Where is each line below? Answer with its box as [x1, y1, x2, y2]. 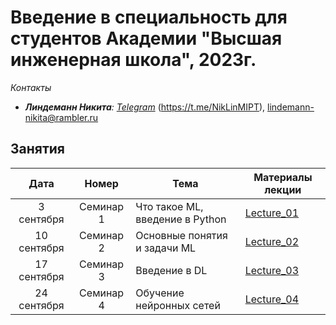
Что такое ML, [135, 199, 204, 213]
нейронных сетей [135, 298, 221, 312]
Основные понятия [135, 228, 228, 242]
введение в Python [135, 212, 227, 226]
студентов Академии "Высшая [10, 27, 283, 50]
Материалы [253, 170, 313, 184]
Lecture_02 [244, 234, 300, 248]
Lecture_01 [244, 206, 300, 220]
